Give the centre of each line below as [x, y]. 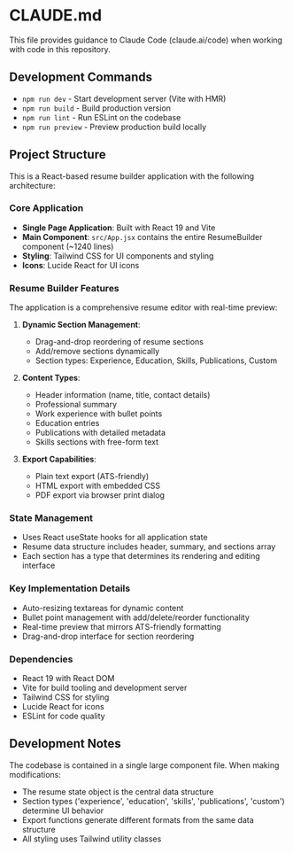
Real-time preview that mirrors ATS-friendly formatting [121, 626]
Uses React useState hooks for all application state [115, 538]
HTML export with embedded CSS [98, 486]
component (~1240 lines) [68, 246]
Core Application [46, 208]
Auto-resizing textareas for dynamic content [103, 608]
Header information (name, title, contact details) [123, 395]
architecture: [32, 185]
